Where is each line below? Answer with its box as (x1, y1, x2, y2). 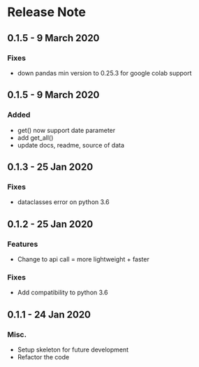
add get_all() (17, 134, 54, 142)
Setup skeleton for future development (17, 345, 129, 354)
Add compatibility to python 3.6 (17, 288, 108, 297)
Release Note (7, 4, 86, 20)
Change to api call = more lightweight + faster (17, 254, 150, 263)
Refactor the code (17, 352, 70, 361)
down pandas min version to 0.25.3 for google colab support (17, 69, 192, 77)
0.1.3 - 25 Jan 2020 (7, 161, 94, 173)
